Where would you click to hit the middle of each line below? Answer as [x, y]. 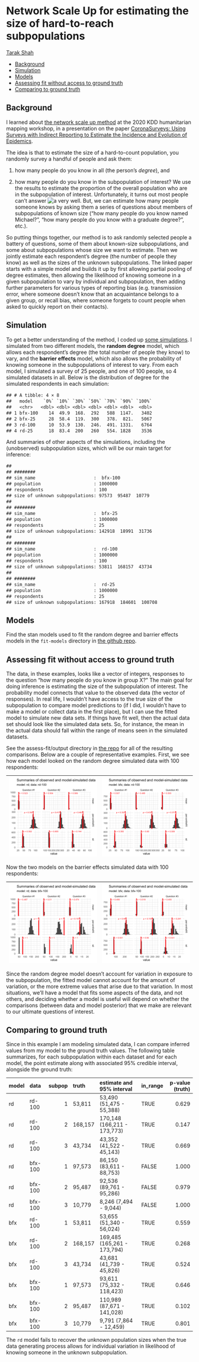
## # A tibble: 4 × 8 [33, 395]
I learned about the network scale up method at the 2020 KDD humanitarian [99, 122]
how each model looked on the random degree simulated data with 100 [93, 761]
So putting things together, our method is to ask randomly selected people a [99, 237]
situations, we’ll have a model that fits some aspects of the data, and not [94, 992]
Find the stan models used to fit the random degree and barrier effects [92, 635]
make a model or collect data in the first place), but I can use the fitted [92, 712]
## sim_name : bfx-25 [62, 513]
